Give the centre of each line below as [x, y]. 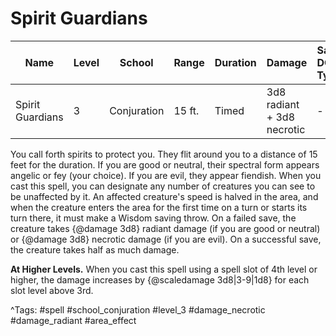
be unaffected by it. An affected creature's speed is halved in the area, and [164, 196]
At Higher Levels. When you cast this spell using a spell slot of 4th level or [164, 269]
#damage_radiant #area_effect [73, 320]
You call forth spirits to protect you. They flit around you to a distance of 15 [164, 154]
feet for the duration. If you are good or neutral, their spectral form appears [165, 164]
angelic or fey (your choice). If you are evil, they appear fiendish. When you [166, 175]
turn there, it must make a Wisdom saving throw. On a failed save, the [153, 218]
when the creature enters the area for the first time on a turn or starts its [159, 207]
